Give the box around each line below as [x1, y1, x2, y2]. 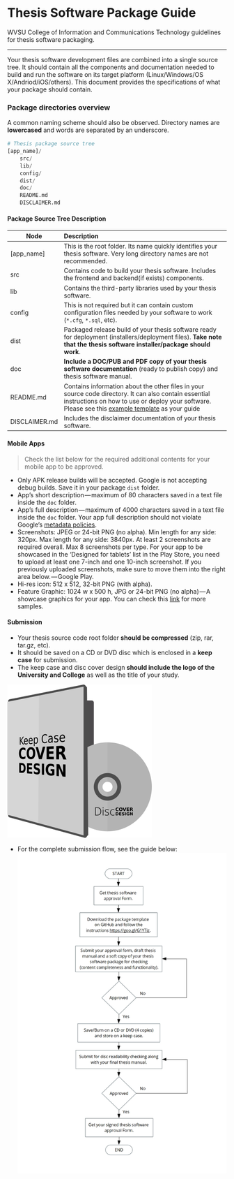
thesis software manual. [63, 372, 132, 381]
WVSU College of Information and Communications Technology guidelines [7, 28, 221, 36]
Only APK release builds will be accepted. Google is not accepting [17, 476, 208, 484]
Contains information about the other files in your [63, 382, 205, 390]
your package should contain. [7, 85, 93, 94]
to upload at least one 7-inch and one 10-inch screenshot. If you [17, 557, 202, 566]
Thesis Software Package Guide [7, 5, 196, 21]
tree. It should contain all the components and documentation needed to [7, 63, 214, 71]
